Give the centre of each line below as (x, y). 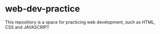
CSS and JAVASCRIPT (27, 27)
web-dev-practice (43, 9)
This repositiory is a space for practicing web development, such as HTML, (80, 22)
